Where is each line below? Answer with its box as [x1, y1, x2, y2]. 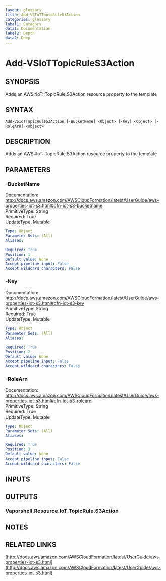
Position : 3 [5, 447, 30, 452]
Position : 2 [5, 349, 30, 354]
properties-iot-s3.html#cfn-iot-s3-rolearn [5, 398, 92, 404]
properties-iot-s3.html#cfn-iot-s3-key [5, 300, 84, 306]
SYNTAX [5, 106, 34, 114]
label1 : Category [5, 21, 42, 27]
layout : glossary [5, 7, 42, 13]
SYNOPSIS [5, 77, 40, 86]
